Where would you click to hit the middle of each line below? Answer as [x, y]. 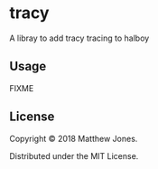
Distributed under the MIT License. [74, 155]
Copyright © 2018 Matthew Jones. [74, 138]
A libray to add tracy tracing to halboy [79, 38]
